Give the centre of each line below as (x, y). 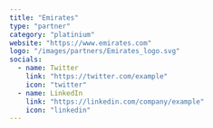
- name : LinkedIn (50, 93)
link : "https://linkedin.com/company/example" (115, 101)
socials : (26, 59)
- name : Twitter (48, 69)
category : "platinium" (52, 34)
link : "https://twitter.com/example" (97, 77)
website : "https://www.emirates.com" (81, 43)
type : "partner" (40, 26)
